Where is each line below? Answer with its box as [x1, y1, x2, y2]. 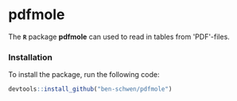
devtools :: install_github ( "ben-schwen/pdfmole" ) [8, 85, 173, 93]
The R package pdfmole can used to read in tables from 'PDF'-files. [8, 32, 231, 41]
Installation [8, 52, 53, 63]
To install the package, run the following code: [8, 70, 160, 80]
